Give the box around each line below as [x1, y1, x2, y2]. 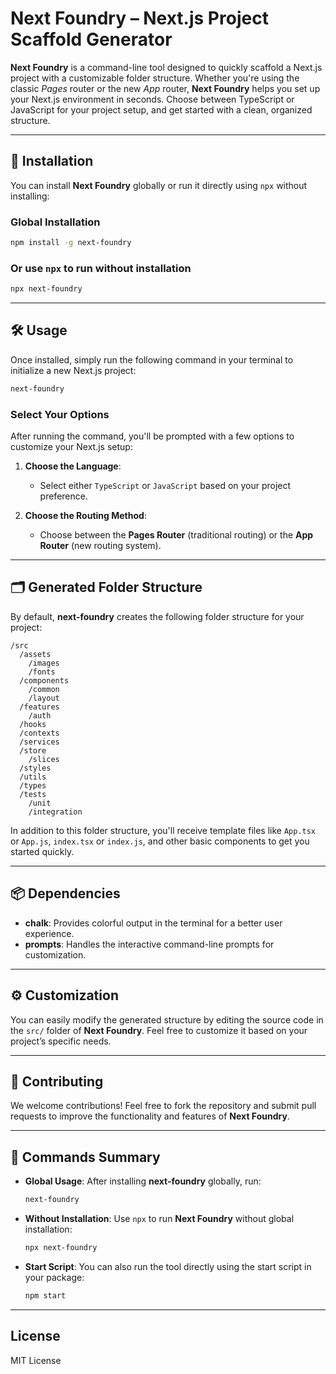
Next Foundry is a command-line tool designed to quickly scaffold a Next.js [10, 61, 323, 73]
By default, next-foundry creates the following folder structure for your [10, 610, 305, 622]
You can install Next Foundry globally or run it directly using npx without [10, 179, 308, 191]
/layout [28, 693, 60, 703]
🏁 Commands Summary [10, 1148, 161, 1166]
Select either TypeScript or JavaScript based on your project [39, 480, 292, 492]
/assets [19, 649, 52, 659]
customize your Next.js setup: [10, 441, 133, 453]
